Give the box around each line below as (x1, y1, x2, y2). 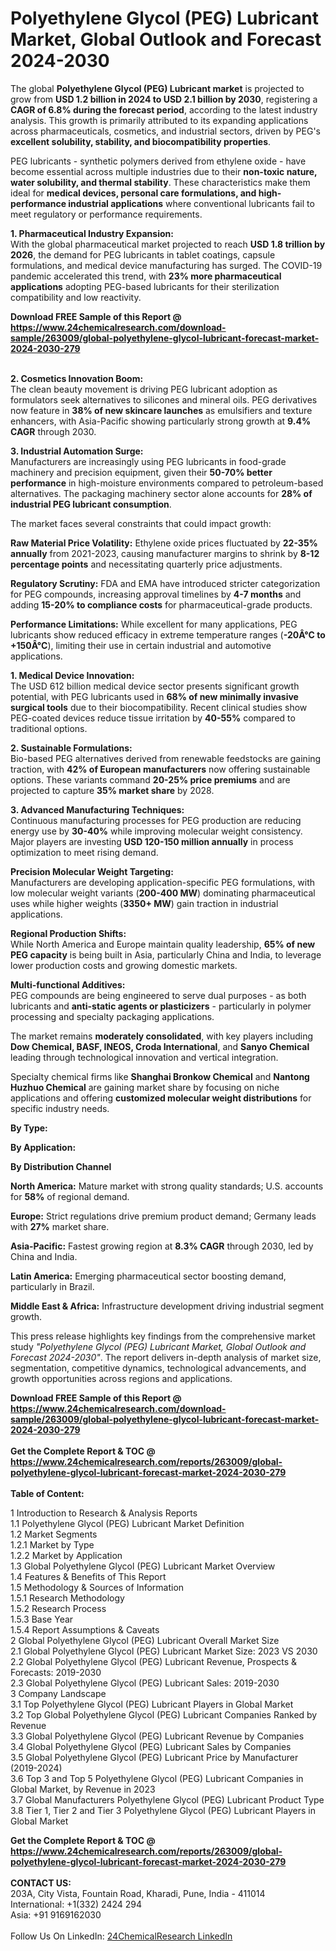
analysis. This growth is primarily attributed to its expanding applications (10, 114, 309, 126)
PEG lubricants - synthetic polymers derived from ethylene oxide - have (10, 155, 307, 167)
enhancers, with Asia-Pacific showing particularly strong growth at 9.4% (10, 415, 312, 427)
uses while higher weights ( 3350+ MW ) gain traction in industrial (10, 897, 279, 909)
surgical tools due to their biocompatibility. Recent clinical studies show (10, 701, 308, 713)
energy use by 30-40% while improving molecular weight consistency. (10, 825, 303, 837)
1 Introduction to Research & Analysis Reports (10, 1507, 198, 1519)
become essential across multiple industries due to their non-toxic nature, (10, 165, 318, 177)
